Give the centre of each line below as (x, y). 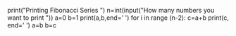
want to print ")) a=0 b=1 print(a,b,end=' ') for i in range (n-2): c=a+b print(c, (118, 18)
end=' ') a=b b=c (32, 25)
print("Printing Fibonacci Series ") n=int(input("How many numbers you (111, 10)
